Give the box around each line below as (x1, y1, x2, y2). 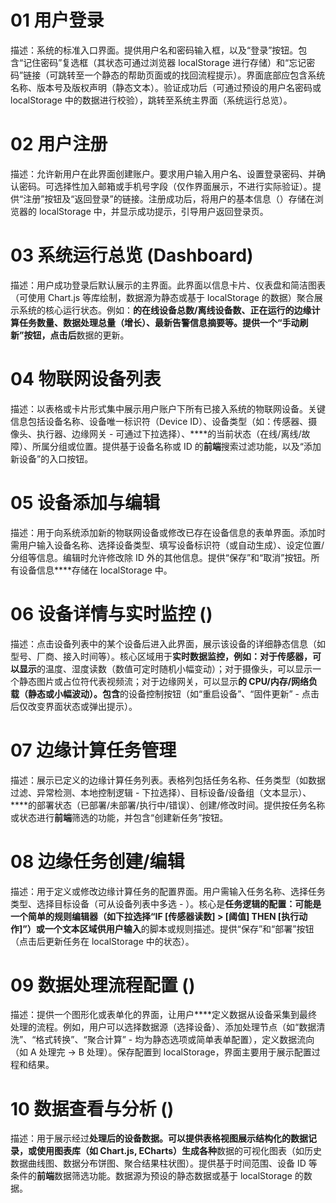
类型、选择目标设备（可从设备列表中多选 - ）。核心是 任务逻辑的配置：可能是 (10, 897, 322, 910)
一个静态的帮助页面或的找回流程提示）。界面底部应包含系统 (84, 69, 326, 81)
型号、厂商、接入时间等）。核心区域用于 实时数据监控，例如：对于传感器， (10, 650, 313, 662)
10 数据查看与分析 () (10, 1097, 175, 1120)
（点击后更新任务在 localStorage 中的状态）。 (10, 935, 195, 947)
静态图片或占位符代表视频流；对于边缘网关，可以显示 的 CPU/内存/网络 (18, 675, 310, 687)
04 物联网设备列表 (10, 368, 162, 390)
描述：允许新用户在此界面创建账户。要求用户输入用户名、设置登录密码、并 (10, 167, 317, 180)
